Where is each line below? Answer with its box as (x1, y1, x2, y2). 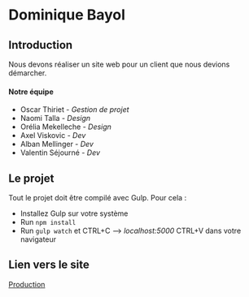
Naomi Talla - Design (20, 114, 91, 123)
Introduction (8, 38, 73, 52)
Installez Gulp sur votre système (20, 209, 129, 218)
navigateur (20, 235, 57, 244)
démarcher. (8, 68, 47, 78)
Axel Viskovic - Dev (20, 131, 86, 140)
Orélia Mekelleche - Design (20, 122, 112, 131)
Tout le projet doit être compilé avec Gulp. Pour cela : (8, 193, 187, 203)
